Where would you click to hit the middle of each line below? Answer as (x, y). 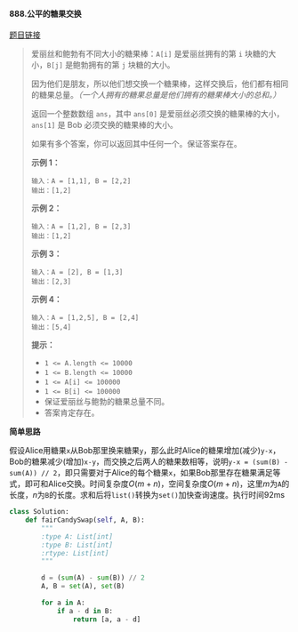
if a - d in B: (85, 611)
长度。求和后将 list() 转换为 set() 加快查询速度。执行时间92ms (171, 495)
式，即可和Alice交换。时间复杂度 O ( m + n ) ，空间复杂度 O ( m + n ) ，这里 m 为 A (145, 484)
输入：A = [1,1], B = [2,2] (81, 181)
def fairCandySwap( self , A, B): (85, 520)
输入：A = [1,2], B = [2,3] (81, 227)
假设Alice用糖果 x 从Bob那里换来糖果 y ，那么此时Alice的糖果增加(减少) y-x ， (145, 451)
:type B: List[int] (77, 545)
